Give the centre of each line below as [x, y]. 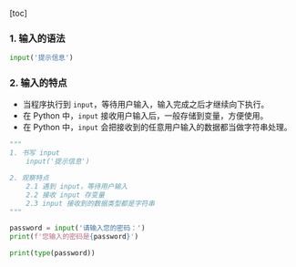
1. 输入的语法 [37, 38]
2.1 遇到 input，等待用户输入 [77, 186]
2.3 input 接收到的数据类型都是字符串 [90, 203]
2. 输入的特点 [38, 83]
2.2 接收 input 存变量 [65, 195]
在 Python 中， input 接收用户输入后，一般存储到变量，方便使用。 [145, 116]
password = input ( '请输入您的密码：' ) [77, 228]
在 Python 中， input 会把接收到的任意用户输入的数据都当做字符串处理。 [157, 128]
